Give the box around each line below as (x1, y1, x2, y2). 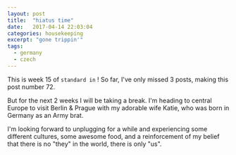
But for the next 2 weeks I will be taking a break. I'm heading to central (7, 96, 213, 105)
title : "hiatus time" (7, 17, 74, 24)
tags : (7, 43, 23, 50)
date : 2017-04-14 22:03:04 (7, 23, 93, 30)
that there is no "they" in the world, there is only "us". (7, 140, 162, 148)
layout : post (7, 10, 46, 18)
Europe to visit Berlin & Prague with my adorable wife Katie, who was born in (7, 103, 230, 112)
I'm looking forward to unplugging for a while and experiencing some (7, 124, 208, 133)
